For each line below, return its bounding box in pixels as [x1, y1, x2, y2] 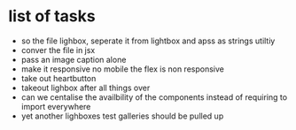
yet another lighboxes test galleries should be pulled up [20, 111, 224, 121]
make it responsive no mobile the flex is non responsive [20, 64, 225, 74]
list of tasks [8, 6, 96, 27]
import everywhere [20, 101, 91, 111]
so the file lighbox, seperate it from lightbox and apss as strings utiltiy [20, 35, 276, 46]
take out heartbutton [20, 73, 97, 83]
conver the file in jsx [20, 44, 96, 55]
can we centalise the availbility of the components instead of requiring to [20, 91, 288, 103]
